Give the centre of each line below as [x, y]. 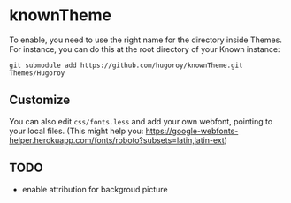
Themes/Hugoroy [37, 73]
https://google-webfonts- [192, 131]
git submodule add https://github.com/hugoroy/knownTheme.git [126, 65]
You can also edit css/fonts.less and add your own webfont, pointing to [141, 121]
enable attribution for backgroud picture [95, 189]
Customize [40, 100]
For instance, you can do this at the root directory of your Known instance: [145, 49]
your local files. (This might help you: [77, 131]
